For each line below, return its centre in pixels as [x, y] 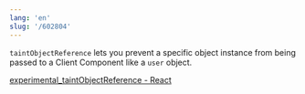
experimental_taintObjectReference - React [90, 79]
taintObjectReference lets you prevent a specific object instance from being [153, 52]
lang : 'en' [30, 18]
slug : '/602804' [40, 26]
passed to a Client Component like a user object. [101, 62]
